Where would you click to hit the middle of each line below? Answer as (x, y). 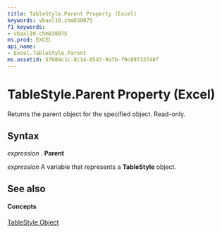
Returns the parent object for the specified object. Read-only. (97, 114)
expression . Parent (36, 153)
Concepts (22, 207)
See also (26, 188)
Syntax (23, 136)
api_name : (22, 46)
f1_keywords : (26, 27)
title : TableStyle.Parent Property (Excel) (72, 14)
